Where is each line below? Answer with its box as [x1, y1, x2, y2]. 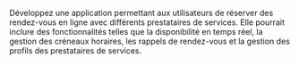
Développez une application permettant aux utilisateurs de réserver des [9, 8, 274, 18]
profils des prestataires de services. [9, 45, 142, 56]
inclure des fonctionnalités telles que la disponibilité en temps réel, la [9, 27, 263, 37]
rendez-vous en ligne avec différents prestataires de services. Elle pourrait [9, 17, 285, 28]
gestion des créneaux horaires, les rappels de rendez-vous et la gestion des [9, 36, 291, 46]
